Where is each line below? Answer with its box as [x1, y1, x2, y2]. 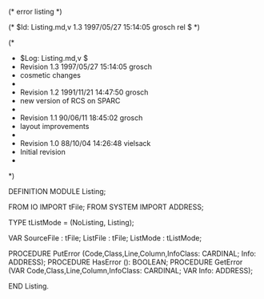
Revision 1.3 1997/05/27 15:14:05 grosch [19, 62, 152, 71]
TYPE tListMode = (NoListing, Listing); [8, 218, 134, 227]
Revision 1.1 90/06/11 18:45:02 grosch [19, 113, 143, 123]
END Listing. [8, 281, 50, 291]
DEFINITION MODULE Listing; [8, 187, 106, 196]
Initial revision [19, 147, 66, 156]
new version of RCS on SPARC [19, 96, 121, 105]
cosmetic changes [19, 71, 82, 79]
